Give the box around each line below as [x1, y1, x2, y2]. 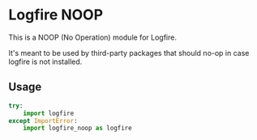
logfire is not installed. [8, 57, 83, 66]
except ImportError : [8, 117, 79, 125]
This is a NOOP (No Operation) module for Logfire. [8, 32, 177, 42]
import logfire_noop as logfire [23, 124, 132, 133]
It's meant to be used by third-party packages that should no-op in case [8, 48, 250, 57]
